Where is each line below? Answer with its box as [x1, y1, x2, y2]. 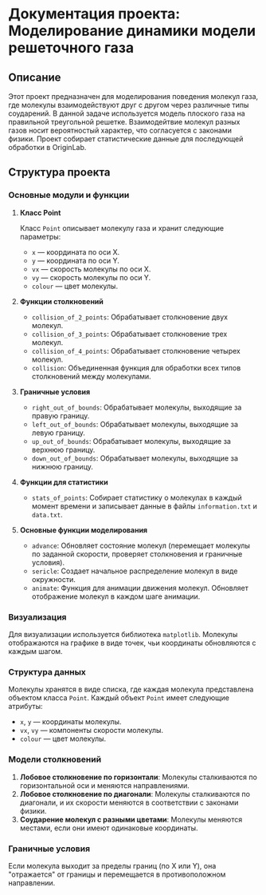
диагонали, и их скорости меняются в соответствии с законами [19, 798, 239, 807]
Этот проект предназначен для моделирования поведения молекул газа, [8, 92, 259, 101]
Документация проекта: [8, 5, 181, 23]
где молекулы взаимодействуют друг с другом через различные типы [8, 101, 249, 109]
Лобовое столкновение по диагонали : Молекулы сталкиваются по [19, 789, 251, 798]
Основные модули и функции [8, 189, 130, 200]
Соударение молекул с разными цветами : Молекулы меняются [19, 814, 243, 824]
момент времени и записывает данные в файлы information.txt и [31, 501, 257, 511]
